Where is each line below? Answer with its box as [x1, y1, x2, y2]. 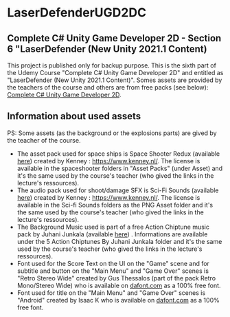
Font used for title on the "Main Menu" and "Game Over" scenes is [16, 288, 206, 297]
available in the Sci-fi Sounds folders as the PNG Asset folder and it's [16, 201, 214, 209]
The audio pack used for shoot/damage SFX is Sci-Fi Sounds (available [16, 186, 219, 194]
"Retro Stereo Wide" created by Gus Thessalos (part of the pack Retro [16, 274, 216, 282]
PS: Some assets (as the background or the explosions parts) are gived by [7, 129, 218, 137]
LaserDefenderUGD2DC [7, 5, 146, 21]
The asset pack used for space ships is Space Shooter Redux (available [16, 150, 220, 158]
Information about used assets [7, 110, 141, 122]
